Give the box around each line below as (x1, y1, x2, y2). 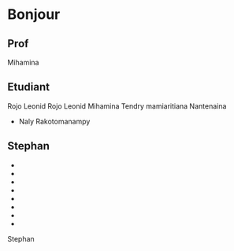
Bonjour (7, 6, 61, 24)
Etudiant (7, 80, 50, 94)
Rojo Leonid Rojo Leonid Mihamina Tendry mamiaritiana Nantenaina (7, 101, 227, 111)
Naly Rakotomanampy (18, 116, 91, 126)
